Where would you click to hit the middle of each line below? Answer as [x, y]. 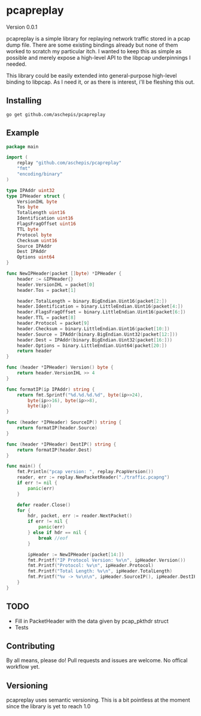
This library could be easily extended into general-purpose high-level [92, 75]
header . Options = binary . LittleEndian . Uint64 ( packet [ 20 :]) [92, 345]
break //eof [53, 538]
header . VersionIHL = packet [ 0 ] [56, 285]
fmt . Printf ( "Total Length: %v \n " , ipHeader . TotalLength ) [100, 571]
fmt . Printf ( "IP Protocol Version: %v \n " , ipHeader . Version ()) [107, 560]
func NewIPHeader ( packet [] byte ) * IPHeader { [64, 274]
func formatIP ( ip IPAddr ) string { [51, 389]
